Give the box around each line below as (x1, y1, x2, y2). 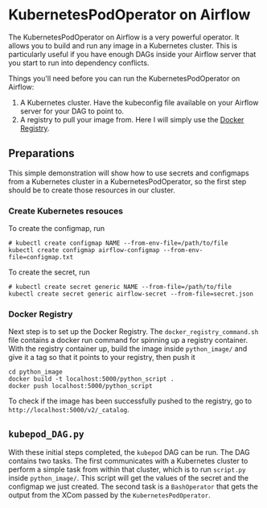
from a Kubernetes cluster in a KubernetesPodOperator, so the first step (8, 176, 247, 186)
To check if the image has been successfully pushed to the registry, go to (8, 396, 252, 406)
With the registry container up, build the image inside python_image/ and (8, 344, 248, 353)
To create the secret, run (8, 267, 91, 277)
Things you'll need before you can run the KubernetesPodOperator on (8, 73, 240, 83)
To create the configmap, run (8, 224, 105, 233)
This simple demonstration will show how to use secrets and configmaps (8, 167, 249, 178)
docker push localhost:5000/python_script (8, 382, 153, 390)
